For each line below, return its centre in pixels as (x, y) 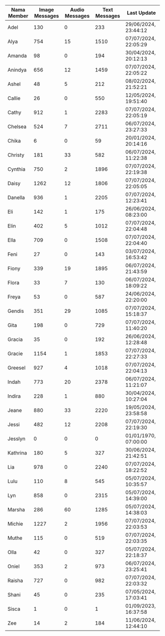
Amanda (17, 56)
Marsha (16, 509)
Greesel (16, 368)
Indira (14, 396)
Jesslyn (16, 439)
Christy (16, 155)
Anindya (17, 70)
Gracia (15, 339)
